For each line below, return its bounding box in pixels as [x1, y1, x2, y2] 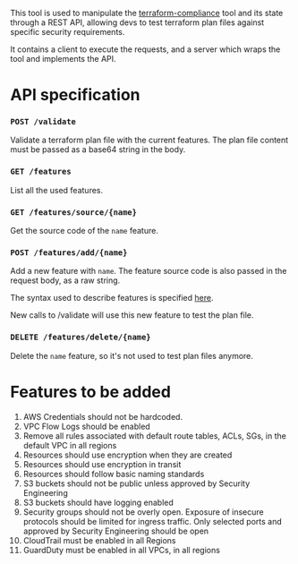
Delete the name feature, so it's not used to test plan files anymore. [10, 350, 254, 361]
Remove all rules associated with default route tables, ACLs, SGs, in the [22, 430, 287, 441]
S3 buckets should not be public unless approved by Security [22, 478, 251, 489]
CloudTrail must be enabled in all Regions [22, 534, 176, 545]
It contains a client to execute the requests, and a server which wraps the [10, 44, 281, 55]
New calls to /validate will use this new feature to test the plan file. [10, 310, 254, 320]
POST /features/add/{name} [10, 248, 128, 258]
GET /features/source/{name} [10, 207, 138, 218]
